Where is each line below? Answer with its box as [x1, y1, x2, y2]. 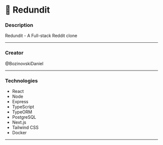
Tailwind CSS [12, 125, 39, 130]
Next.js [12, 119, 27, 126]
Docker [12, 130, 27, 136]
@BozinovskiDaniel [5, 60, 44, 66]
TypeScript [12, 104, 34, 110]
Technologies [5, 77, 38, 84]
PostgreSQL [12, 114, 36, 120]
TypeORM [12, 109, 33, 115]
